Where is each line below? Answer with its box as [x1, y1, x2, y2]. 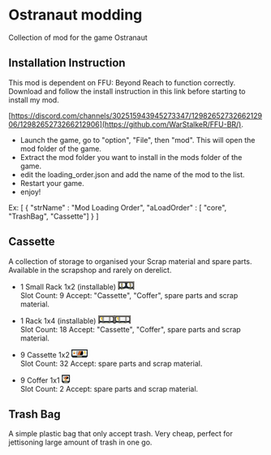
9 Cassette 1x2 [19, 349, 71, 359]
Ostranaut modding [8, 6, 143, 24]
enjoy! [19, 187, 41, 197]
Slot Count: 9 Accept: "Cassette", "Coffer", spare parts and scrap [19, 290, 239, 300]
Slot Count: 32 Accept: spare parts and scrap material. [19, 358, 203, 368]
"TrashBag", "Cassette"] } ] [8, 211, 99, 221]
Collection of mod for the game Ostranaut [8, 32, 148, 42]
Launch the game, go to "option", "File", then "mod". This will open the [19, 135, 256, 145]
